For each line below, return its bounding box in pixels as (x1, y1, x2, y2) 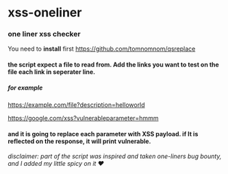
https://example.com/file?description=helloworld (8, 101, 146, 109)
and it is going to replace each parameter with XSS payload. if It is (8, 129, 199, 138)
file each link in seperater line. (8, 68, 96, 76)
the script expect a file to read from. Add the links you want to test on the (8, 60, 220, 69)
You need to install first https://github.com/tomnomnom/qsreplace (8, 45, 196, 53)
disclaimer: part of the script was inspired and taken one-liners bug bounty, (8, 152, 222, 160)
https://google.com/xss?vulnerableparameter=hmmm (8, 114, 159, 123)
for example (8, 84, 43, 92)
